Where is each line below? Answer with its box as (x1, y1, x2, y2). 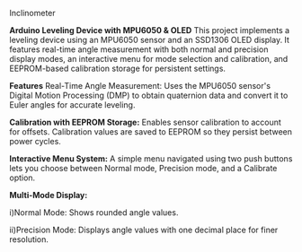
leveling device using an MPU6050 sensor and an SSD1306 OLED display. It (9, 35, 290, 45)
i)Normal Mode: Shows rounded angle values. (9, 207, 179, 218)
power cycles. (9, 136, 61, 146)
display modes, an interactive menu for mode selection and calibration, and (9, 54, 289, 64)
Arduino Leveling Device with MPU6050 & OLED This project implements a (9, 25, 290, 35)
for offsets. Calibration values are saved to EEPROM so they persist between (9, 126, 293, 137)
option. (9, 172, 36, 183)
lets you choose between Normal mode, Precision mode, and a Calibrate (9, 163, 278, 173)
